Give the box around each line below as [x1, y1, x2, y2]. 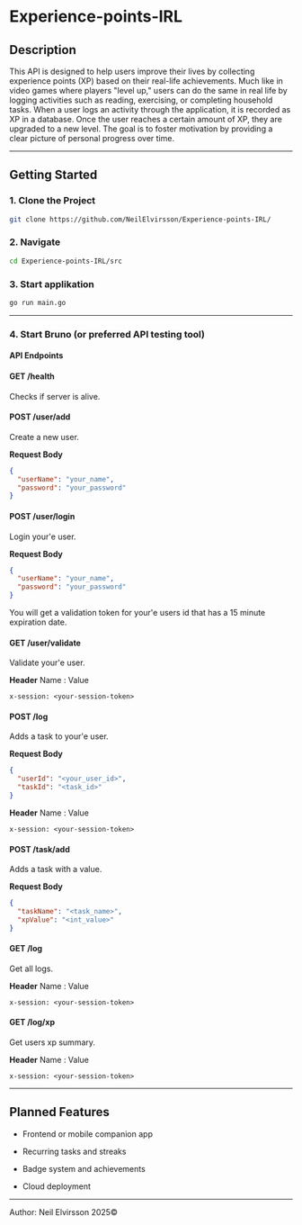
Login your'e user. [9, 531, 76, 542]
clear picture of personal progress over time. [9, 133, 175, 143]
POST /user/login [9, 510, 75, 521]
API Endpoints [9, 350, 64, 361]
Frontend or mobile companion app [22, 1128, 153, 1139]
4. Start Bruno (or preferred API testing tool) [9, 328, 205, 340]
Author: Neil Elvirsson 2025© [9, 1206, 119, 1217]
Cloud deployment [22, 1181, 92, 1192]
